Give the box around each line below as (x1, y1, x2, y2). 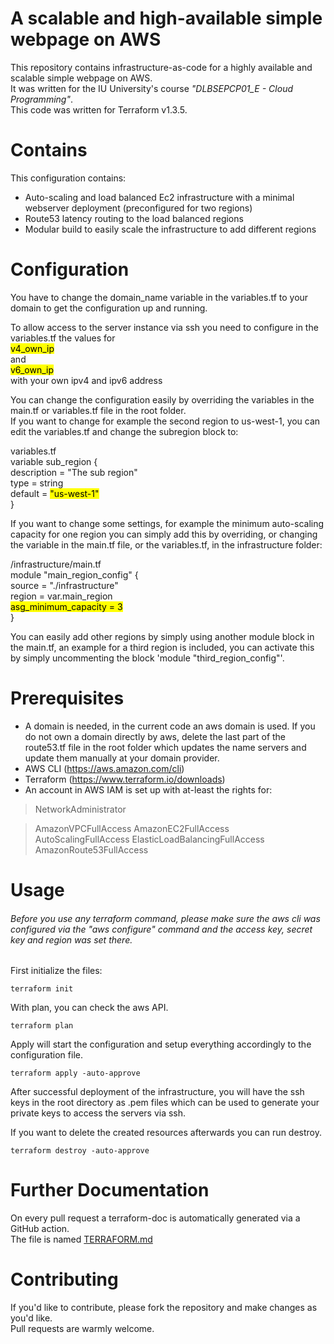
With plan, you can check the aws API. (10, 1002, 169, 1014)
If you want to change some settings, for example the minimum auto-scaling (10, 517, 325, 529)
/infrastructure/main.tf (10, 558, 102, 570)
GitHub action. (10, 1223, 70, 1235)
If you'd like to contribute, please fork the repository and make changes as (10, 1302, 318, 1314)
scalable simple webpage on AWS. (10, 72, 153, 84)
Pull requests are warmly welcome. (10, 1323, 155, 1335)
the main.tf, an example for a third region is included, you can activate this (10, 641, 315, 653)
